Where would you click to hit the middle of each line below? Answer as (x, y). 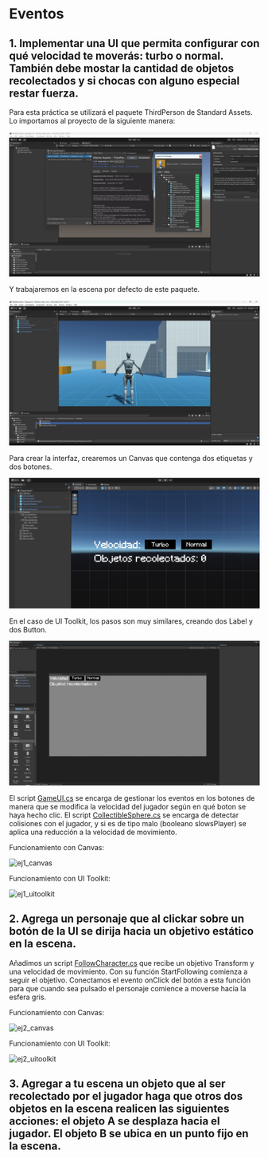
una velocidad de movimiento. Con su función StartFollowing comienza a (128, 971)
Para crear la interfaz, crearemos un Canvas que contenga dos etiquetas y (131, 458)
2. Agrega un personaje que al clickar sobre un (127, 919)
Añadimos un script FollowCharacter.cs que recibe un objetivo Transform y (132, 963)
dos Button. (28, 629)
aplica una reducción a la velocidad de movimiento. (93, 832)
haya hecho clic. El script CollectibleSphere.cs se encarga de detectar (124, 815)
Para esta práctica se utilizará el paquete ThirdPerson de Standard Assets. (131, 112)
